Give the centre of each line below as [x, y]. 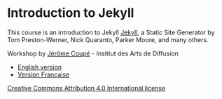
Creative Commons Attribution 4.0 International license [86, 88]
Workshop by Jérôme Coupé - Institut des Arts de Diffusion [93, 53]
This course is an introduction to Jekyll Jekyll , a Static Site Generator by [111, 32]
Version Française [43, 74]
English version [39, 67]
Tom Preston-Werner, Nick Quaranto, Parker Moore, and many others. [108, 39]
